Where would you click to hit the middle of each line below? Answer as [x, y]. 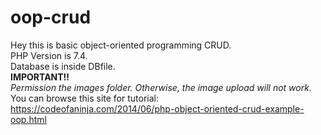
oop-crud [51, 17]
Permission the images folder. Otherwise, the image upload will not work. [161, 87]
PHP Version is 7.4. [49, 55]
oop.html [28, 119]
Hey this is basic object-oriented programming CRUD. [121, 45]
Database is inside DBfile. [63, 66]
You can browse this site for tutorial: [84, 98]
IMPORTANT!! [40, 77]
